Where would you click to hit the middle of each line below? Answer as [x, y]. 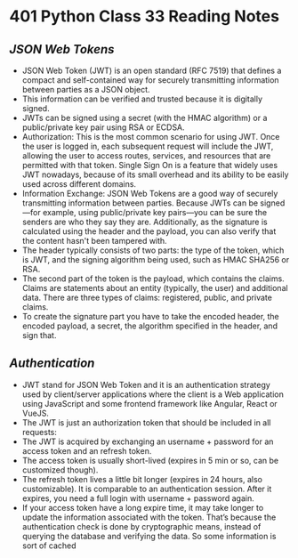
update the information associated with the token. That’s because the [149, 517]
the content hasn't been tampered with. [94, 241]
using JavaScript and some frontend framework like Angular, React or [149, 403]
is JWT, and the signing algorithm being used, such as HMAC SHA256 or [156, 259]
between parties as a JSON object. [86, 89]
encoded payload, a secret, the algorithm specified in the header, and [150, 326]
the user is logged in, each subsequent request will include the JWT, [148, 146]
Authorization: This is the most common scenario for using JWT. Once [151, 137]
